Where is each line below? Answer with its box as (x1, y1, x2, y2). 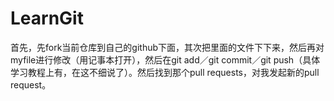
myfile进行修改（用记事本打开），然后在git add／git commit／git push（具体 (10, 53, 321, 66)
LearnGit (10, 7, 84, 30)
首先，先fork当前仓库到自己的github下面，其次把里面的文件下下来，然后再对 (10, 41, 325, 53)
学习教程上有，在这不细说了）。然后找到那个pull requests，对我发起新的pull (10, 66, 320, 78)
